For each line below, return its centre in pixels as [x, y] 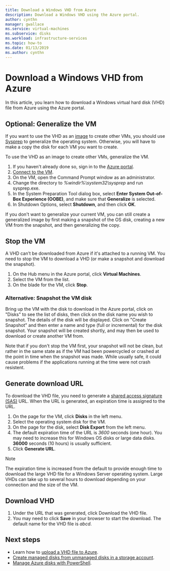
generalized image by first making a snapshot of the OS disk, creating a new [85, 220]
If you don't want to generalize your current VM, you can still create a [78, 215]
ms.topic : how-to [24, 43]
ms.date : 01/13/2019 [27, 48]
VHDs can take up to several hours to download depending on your [76, 479]
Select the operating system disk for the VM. [59, 422]
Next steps [23, 540]
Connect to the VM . [33, 172]
